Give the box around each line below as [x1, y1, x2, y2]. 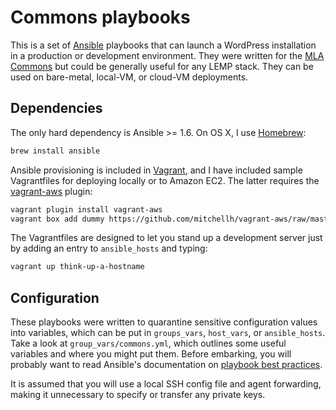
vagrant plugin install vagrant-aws [10, 204, 163, 215]
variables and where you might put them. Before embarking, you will [10, 348, 292, 360]
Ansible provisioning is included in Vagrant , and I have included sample [10, 164, 303, 176]
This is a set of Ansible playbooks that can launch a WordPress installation [10, 39, 317, 51]
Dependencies [10, 100, 103, 117]
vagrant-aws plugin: [10, 185, 93, 197]
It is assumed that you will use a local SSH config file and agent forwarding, [10, 378, 322, 390]
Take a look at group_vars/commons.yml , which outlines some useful [10, 337, 287, 350]
